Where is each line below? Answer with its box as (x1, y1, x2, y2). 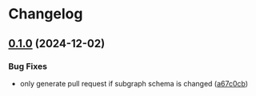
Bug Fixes (8, 61, 48, 72)
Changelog (8, 5, 83, 23)
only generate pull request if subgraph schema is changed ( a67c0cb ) (19, 78, 249, 88)
